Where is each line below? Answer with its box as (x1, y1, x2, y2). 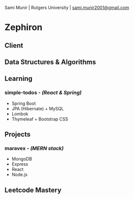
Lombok (11, 111, 29, 117)
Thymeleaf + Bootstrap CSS (11, 116, 68, 122)
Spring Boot (11, 100, 36, 106)
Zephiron (4, 22, 43, 33)
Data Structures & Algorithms (4, 58, 96, 66)
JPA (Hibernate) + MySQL (11, 105, 64, 111)
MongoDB (11, 156, 32, 162)
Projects (4, 130, 31, 139)
